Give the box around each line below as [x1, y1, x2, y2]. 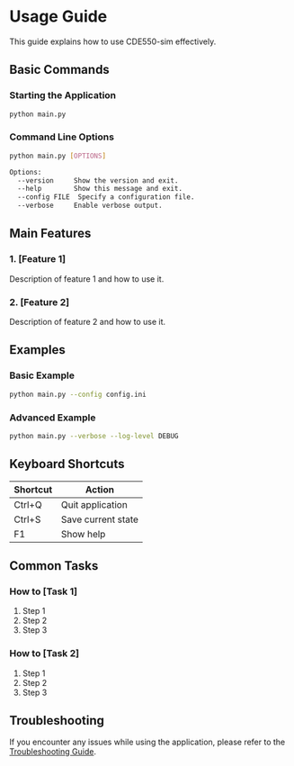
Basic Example [9, 369, 75, 382]
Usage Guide [9, 6, 108, 27]
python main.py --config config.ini [9, 390, 147, 399]
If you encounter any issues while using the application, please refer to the [9, 736, 286, 748]
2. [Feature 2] [9, 295, 70, 308]
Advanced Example [9, 411, 96, 424]
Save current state [61, 513, 139, 526]
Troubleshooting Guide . [9, 746, 97, 757]
